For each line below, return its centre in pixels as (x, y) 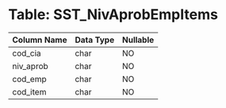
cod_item (29, 91)
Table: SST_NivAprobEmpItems (113, 15)
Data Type (95, 40)
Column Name (40, 40)
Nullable (138, 40)
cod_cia (27, 53)
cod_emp (29, 79)
